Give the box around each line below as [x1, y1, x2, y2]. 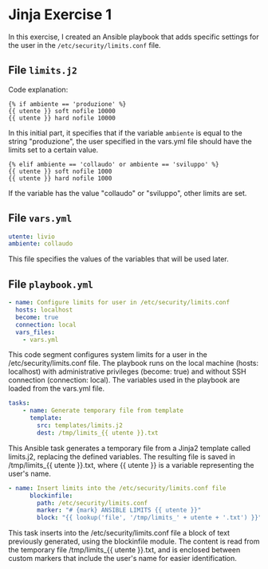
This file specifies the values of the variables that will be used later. [8, 254, 229, 264]
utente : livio [8, 233, 56, 241]
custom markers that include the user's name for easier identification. [8, 554, 238, 563]
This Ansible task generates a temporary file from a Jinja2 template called [8, 443, 251, 453]
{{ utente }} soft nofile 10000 [8, 107, 116, 115]
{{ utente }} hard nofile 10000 [8, 114, 116, 122]
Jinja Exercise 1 [8, 6, 112, 24]
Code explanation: [8, 84, 69, 94]
